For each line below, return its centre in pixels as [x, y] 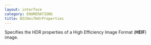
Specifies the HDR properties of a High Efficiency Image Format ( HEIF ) [76, 32]
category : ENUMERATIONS [29, 14]
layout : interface [23, 9]
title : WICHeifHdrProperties [34, 18]
